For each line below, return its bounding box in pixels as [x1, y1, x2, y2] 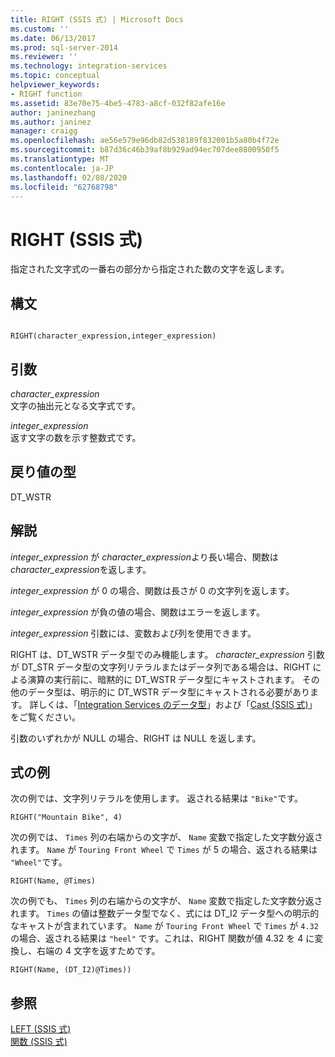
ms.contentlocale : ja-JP [10, 163, 114, 173]
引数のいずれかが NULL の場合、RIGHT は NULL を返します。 [10, 732, 262, 744]
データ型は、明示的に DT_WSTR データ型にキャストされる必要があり [27, 686, 310, 698]
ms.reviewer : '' [10, 52, 78, 62]
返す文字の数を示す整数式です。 [10, 431, 142, 443]
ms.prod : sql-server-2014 [10, 42, 118, 53]
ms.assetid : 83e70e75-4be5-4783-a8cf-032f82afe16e [10, 98, 226, 108]
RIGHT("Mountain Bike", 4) [10, 812, 123, 823]
